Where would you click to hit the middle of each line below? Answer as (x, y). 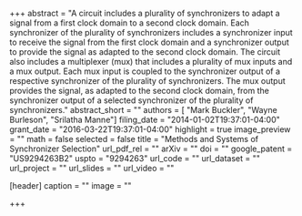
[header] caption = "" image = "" (70, 185)
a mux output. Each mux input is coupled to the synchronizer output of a (145, 71)
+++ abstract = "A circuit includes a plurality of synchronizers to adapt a (145, 13)
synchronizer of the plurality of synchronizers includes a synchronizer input (151, 32)
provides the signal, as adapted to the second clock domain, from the (140, 91)
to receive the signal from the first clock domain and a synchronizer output (149, 42)
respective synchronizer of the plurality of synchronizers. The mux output (148, 81)
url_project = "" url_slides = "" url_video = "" (92, 168)
